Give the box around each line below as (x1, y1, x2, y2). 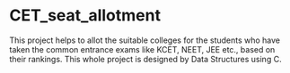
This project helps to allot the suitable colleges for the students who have (9, 35, 281, 45)
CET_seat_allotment (9, 5, 162, 26)
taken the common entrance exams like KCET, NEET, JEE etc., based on (9, 44, 276, 54)
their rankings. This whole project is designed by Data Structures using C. (9, 53, 282, 64)
